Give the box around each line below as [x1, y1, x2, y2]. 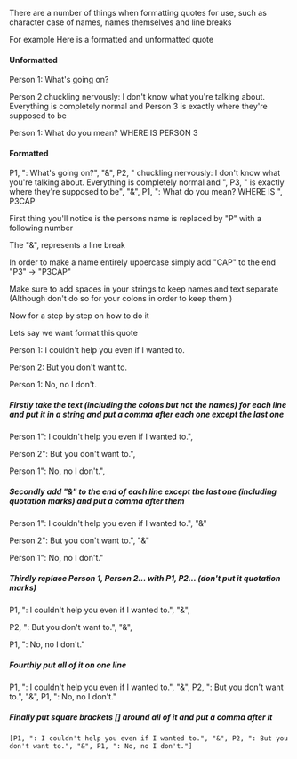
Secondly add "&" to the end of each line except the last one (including [9, 486, 277, 497]
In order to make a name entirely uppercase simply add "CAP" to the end [9, 257, 277, 268]
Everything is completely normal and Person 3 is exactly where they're [9, 101, 269, 112]
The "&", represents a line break [9, 240, 126, 251]
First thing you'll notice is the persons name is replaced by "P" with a [9, 213, 262, 224]
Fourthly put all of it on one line [9, 659, 127, 670]
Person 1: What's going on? [9, 75, 109, 85]
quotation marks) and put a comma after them [9, 495, 185, 506]
